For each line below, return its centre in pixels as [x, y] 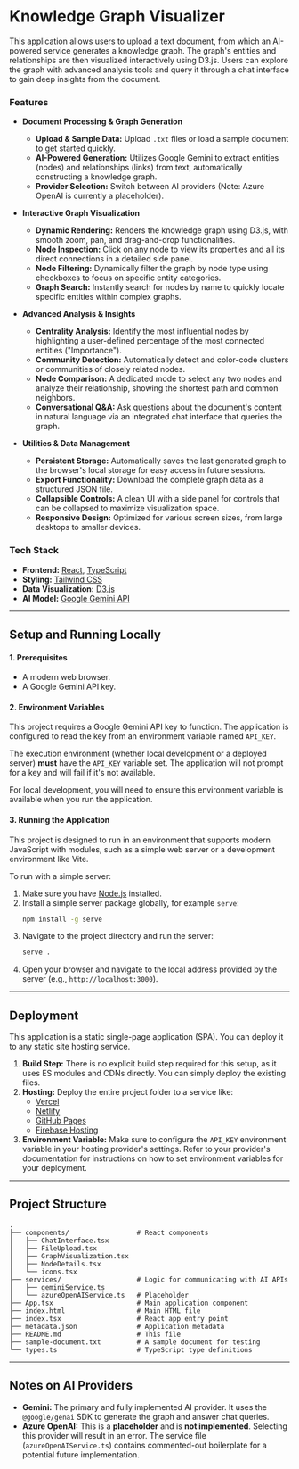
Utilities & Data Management [76, 444]
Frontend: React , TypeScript [74, 569]
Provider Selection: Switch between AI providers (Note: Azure [150, 187]
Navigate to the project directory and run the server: [117, 936]
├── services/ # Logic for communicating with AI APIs [149, 1279]
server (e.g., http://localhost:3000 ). [90, 979]
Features [29, 102]
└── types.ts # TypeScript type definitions [131, 1349]
